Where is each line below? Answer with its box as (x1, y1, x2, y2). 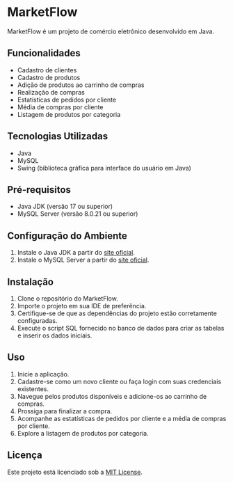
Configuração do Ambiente (7, 230, 127, 241)
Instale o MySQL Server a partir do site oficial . (17, 255, 150, 264)
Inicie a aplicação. (17, 370, 70, 378)
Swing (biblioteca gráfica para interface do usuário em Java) (17, 164, 191, 172)
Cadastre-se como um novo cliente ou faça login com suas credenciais (17, 377, 221, 386)
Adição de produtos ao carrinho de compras (17, 81, 145, 89)
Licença (7, 450, 43, 461)
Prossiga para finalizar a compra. (17, 406, 113, 415)
